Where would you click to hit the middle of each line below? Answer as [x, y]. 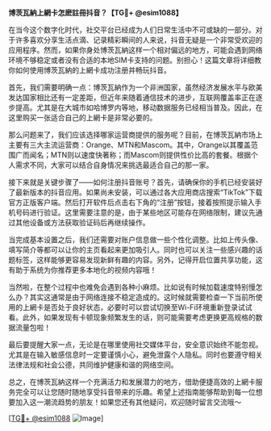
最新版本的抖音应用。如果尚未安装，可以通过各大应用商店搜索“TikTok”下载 [139, 192]
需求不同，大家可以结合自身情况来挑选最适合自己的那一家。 [114, 165]
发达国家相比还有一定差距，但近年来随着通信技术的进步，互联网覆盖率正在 [132, 97]
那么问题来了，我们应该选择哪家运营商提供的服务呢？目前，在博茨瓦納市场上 [135, 135]
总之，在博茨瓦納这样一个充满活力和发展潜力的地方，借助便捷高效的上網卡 [132, 382]
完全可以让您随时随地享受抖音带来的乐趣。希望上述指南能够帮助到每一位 [135, 392]
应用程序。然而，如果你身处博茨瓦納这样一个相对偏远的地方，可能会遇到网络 [135, 50]
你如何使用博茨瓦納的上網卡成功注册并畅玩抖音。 [90, 70]
